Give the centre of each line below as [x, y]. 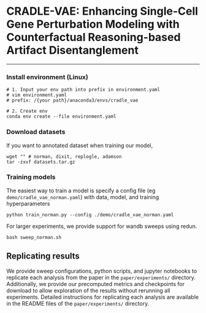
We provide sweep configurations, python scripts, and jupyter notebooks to [102, 271]
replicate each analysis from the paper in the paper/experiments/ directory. [101, 277]
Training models [31, 177]
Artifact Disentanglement [73, 51]
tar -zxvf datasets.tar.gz [41, 162]
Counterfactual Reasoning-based [93, 37]
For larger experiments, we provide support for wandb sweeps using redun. [102, 226]
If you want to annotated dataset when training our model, [80, 145]
